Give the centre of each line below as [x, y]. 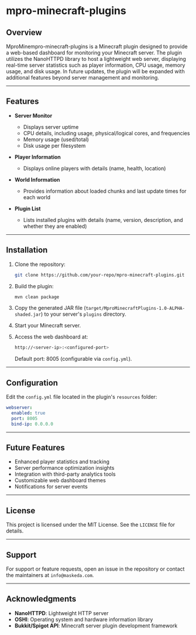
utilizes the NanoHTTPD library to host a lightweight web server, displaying [96, 59]
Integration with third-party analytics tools [65, 474]
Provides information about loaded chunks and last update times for [105, 191]
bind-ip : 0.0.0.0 [32, 424]
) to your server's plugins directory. [83, 314]
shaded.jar [28, 315]
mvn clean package [37, 297]
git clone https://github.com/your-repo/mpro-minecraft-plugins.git [99, 275]
